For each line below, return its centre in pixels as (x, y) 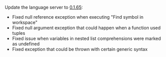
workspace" (25, 22)
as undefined (26, 44)
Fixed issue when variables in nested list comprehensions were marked (87, 38)
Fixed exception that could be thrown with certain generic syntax (80, 49)
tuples (19, 33)
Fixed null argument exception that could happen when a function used (86, 28)
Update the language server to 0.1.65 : (44, 7)
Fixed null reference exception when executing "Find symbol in (78, 17)
